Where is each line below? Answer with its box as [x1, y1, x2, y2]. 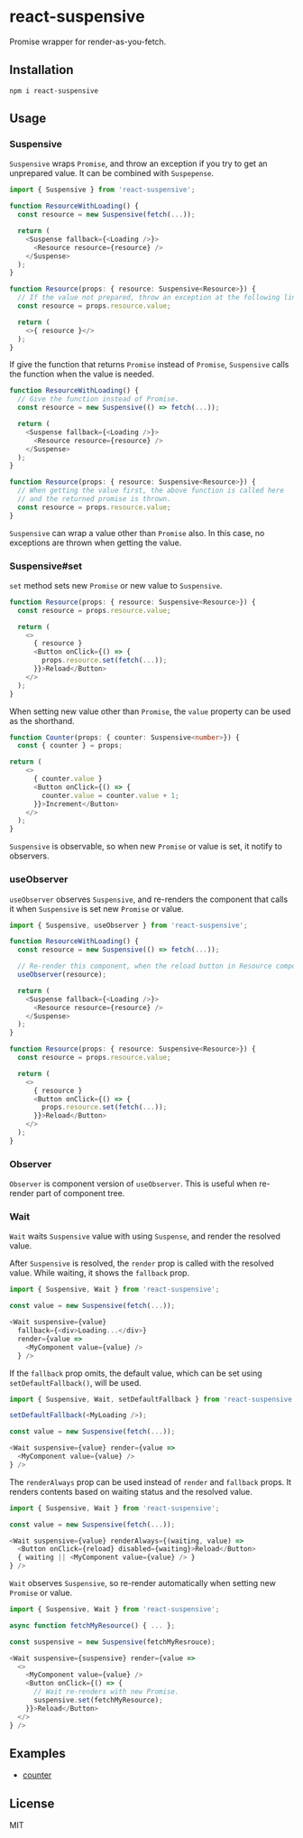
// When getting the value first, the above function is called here [17, 486, 284, 496]
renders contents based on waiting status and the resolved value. [9, 1486, 252, 1497]
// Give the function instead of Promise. [17, 395, 179, 404]
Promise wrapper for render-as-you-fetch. [9, 36, 167, 47]
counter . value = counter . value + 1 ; [41, 791, 179, 800]
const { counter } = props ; [17, 741, 124, 750]
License [9, 1796, 55, 1811]
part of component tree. [35, 1188, 125, 1199]
